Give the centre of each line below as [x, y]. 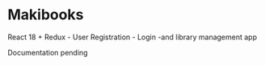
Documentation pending [48, 52]
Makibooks [46, 15]
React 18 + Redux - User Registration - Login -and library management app [132, 37]
